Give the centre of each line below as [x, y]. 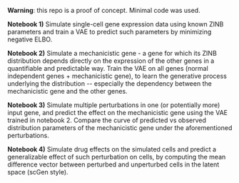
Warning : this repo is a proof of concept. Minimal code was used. [104, 10]
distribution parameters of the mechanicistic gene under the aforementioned [120, 128]
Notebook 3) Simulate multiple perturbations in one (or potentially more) [114, 105]
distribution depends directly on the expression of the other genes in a [111, 61]
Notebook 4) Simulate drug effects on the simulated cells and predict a [112, 149]
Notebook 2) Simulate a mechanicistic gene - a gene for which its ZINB [112, 53]
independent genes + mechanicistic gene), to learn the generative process [117, 76]
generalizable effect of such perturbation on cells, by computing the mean [117, 157]
